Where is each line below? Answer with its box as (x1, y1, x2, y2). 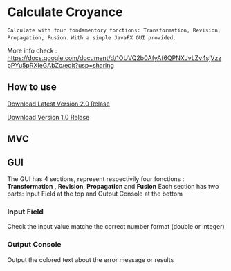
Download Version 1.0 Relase (7, 113, 90, 121)
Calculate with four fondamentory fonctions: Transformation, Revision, (7, 27, 221, 34)
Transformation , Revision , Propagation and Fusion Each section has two (7, 182, 219, 190)
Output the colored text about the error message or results (7, 255, 174, 263)
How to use (7, 81, 57, 93)
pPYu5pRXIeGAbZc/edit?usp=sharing (7, 61, 114, 69)
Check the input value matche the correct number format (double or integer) (7, 223, 225, 231)
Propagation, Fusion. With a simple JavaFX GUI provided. (7, 34, 176, 41)
